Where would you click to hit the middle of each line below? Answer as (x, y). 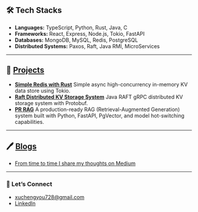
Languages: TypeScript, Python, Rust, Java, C (71, 27)
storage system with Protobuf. (51, 103)
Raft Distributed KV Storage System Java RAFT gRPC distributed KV (99, 97)
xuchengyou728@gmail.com (49, 197)
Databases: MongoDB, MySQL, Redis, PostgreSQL (76, 40)
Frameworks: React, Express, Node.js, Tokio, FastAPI (80, 33)
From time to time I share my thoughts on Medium (75, 163)
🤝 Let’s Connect (29, 184)
